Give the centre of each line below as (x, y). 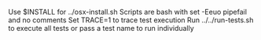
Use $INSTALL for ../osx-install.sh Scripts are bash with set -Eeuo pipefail (128, 12)
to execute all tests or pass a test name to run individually (101, 28)
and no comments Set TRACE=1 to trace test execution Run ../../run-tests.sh (131, 20)
